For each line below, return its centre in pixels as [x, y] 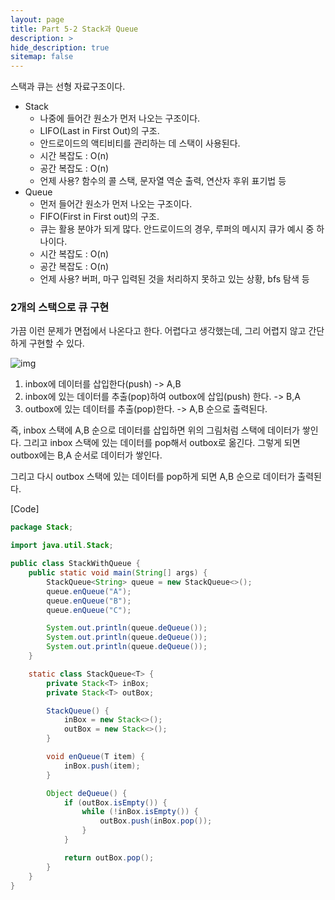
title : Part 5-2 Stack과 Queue [74, 29]
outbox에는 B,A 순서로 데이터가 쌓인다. [86, 455]
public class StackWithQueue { [75, 564]
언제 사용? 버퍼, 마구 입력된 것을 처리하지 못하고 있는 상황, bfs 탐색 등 [174, 279]
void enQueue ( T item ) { [95, 757]
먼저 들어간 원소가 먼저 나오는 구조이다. [116, 204]
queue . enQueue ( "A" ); [89, 591]
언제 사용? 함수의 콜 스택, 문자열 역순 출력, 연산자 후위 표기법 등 [163, 181]
